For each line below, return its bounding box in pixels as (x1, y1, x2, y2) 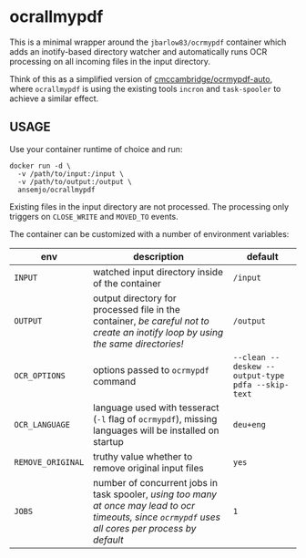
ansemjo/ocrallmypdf (17, 185, 96, 194)
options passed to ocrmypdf (92, 363, 209, 376)
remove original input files (92, 461, 204, 474)
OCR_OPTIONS (14, 370, 66, 380)
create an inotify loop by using (92, 325, 224, 338)
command (92, 375, 137, 387)
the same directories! (92, 337, 184, 350)
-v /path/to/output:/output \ (17, 177, 132, 186)
